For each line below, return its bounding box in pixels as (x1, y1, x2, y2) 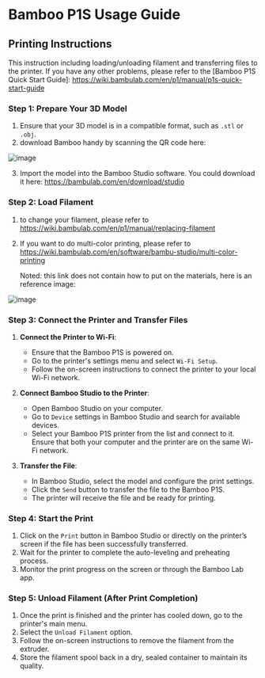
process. (19, 556, 49, 566)
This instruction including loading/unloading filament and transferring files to (8, 58, 258, 67)
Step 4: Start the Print (8, 512, 93, 524)
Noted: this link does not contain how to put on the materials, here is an (19, 271, 252, 280)
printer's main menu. (19, 619, 88, 629)
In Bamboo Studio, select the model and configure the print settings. (31, 476, 255, 486)
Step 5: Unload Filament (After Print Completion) (8, 592, 199, 604)
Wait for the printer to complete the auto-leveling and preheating (19, 548, 231, 558)
